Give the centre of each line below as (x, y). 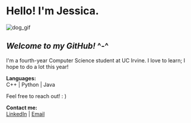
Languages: (21, 78)
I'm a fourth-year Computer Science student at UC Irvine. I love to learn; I (96, 60)
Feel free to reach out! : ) (36, 96)
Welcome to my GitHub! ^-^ (57, 46)
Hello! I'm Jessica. (52, 11)
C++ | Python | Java (31, 84)
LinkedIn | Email (26, 113)
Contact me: (22, 108)
